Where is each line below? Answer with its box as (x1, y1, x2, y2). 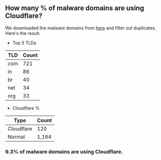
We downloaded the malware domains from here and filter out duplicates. (5, 25, 157, 31)
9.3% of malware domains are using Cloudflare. (5, 148, 123, 155)
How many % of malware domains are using (5, 4, 145, 12)
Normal (7, 133, 25, 140)
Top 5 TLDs (12, 40, 36, 46)
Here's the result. (5, 30, 41, 36)
